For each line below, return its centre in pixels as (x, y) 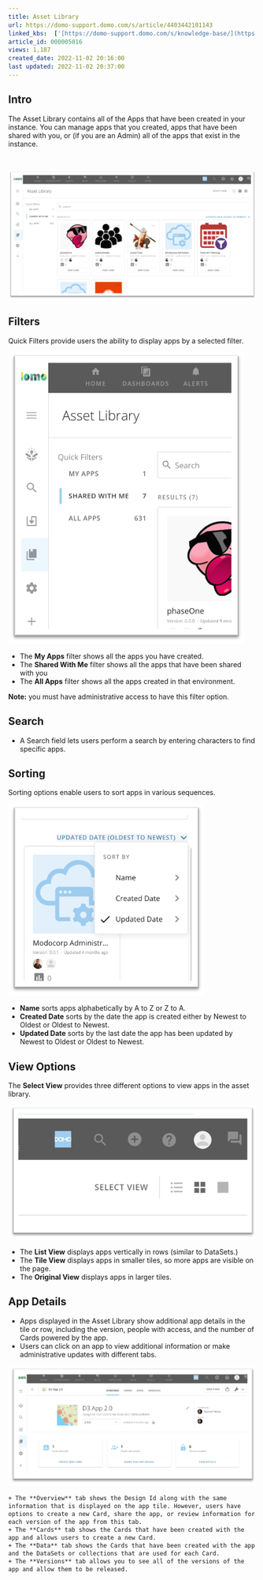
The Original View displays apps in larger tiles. (95, 1277)
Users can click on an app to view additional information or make (125, 1345)
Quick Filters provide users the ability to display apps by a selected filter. (126, 340)
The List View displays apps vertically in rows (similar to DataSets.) (129, 1252)
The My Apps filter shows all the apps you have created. (111, 656)
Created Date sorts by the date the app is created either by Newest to (133, 1017)
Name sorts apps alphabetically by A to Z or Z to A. (103, 1008)
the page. (35, 1268)
